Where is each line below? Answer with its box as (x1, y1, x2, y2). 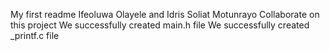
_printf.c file (10, 30, 60, 41)
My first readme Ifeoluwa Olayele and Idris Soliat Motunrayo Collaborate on (10, 9, 320, 20)
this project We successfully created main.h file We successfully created (10, 19, 310, 31)
